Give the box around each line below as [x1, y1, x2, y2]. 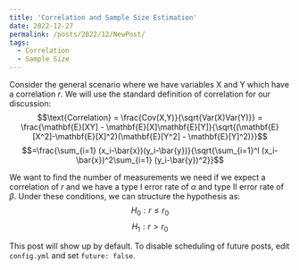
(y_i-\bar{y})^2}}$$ [154, 155, 225, 165]
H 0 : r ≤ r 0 [130, 205, 170, 217]
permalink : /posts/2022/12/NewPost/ [9, 30, 145, 38]
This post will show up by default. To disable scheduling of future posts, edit [9, 240, 290, 251]
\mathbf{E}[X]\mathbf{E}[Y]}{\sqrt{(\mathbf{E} [105, 122, 279, 132]
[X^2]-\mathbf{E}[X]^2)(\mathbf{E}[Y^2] [32, 131, 181, 141]
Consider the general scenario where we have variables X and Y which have [9, 80, 290, 89]
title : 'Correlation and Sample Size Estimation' [9, 13, 198, 22]
